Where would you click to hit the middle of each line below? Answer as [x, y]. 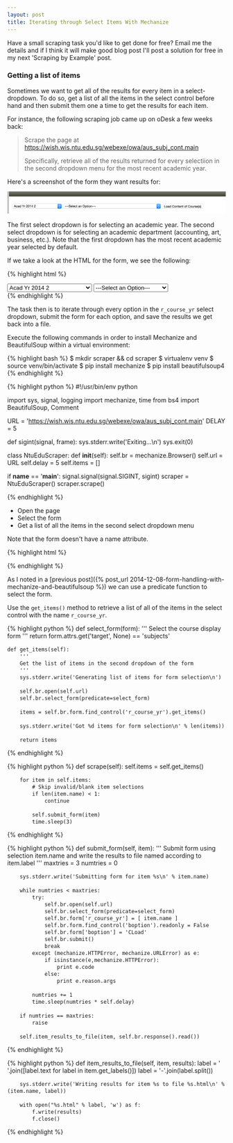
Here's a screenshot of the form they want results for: [84, 182]
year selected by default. [43, 247]
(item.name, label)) [37, 1091]
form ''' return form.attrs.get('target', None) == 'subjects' [89, 636]
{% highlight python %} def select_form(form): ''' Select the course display [114, 629]
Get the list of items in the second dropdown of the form [107, 664]
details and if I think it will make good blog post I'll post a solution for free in [115, 50]
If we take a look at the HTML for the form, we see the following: [99, 260]
